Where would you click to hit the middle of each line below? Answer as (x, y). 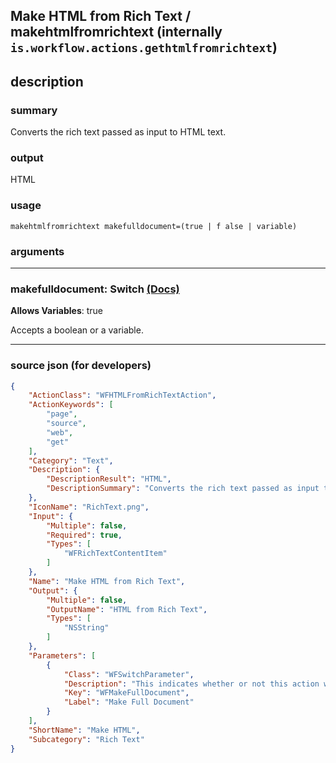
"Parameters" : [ (62, 655)
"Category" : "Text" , (71, 460)
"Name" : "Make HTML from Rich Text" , (107, 581)
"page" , (62, 414)
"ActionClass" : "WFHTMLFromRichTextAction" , (122, 395)
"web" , (60, 432)
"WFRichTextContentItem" (115, 554)
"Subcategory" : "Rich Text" (86, 739)
